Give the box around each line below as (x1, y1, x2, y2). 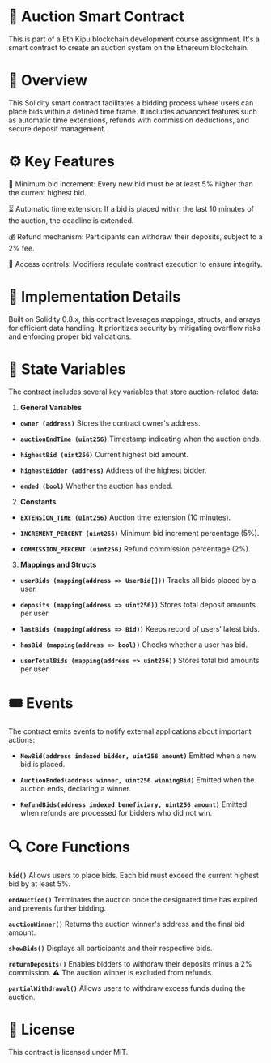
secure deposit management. (8, 123, 107, 133)
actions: (8, 735, 35, 744)
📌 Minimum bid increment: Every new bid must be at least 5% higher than (8, 178, 253, 189)
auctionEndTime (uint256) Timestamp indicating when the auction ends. (19, 434, 261, 444)
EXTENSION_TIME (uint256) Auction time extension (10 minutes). (19, 512, 231, 522)
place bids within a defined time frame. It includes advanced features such (8, 106, 257, 116)
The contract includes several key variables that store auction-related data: (8, 387, 259, 396)
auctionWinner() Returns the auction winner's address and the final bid (8, 919, 245, 928)
